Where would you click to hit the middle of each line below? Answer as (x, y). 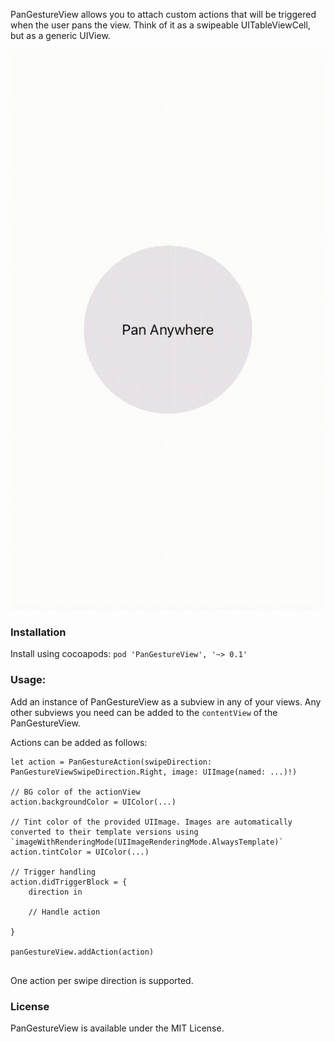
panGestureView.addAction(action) (82, 952)
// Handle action (64, 912)
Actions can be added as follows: (79, 742)
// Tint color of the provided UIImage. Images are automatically (151, 822)
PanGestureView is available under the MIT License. (117, 1028)
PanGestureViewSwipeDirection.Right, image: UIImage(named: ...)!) (154, 772)
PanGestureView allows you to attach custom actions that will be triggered (163, 14)
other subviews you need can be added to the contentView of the (144, 712)
